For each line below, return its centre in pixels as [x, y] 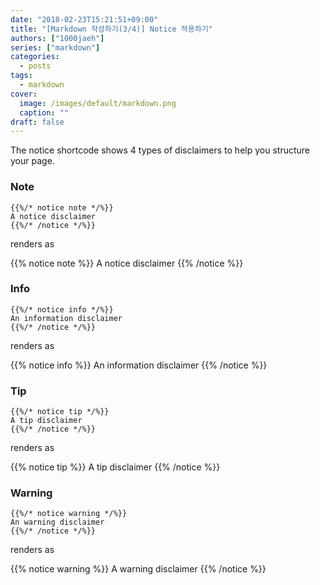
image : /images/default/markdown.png [98, 103]
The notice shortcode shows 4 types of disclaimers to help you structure [160, 150]
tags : [21, 76]
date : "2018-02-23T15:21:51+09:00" [84, 19]
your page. [32, 161]
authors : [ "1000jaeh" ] [57, 38]
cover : [24, 94]
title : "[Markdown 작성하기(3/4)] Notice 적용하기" [111, 29]
